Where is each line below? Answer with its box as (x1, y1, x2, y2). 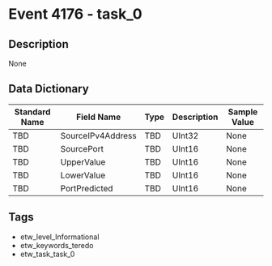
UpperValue (60, 156, 106, 167)
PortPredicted (60, 182, 113, 194)
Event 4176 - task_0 (8, 5, 143, 24)
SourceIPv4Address (60, 130, 137, 141)
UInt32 (172, 130, 199, 141)
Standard (14, 106, 51, 118)
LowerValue (60, 169, 106, 181)
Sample (227, 106, 258, 118)
